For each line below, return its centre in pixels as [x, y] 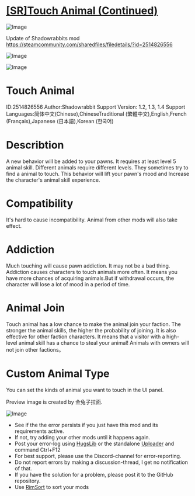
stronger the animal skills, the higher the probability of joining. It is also [91, 330]
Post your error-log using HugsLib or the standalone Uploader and [94, 443]
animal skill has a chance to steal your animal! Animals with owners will [104, 342]
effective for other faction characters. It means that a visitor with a [86, 337]
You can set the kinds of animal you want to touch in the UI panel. [85, 390]
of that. [23, 468]
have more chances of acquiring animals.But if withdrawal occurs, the [90, 278]
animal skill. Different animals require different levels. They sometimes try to [97, 167]
